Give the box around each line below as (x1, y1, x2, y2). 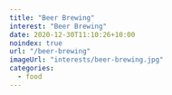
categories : (9, 64, 54, 73)
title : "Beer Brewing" (9, 13, 95, 23)
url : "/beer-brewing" (9, 47, 91, 56)
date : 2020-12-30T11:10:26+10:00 (9, 30, 136, 39)
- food (17, 72, 43, 81)
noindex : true (9, 38, 63, 48)
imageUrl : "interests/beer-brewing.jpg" (9, 55, 165, 64)
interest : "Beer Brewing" (9, 22, 107, 31)
